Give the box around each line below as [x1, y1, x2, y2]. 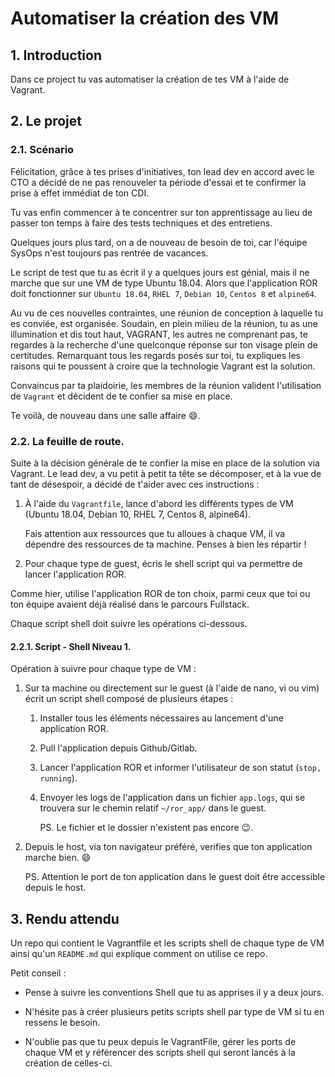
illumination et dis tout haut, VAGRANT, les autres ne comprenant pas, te [10, 328, 308, 340]
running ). [39, 772, 78, 784]
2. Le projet [10, 113, 82, 130]
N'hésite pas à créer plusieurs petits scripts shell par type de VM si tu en [24, 1006, 325, 1017]
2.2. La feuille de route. [10, 434, 125, 448]
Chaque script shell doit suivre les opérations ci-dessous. [10, 617, 248, 629]
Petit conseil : [10, 967, 67, 979]
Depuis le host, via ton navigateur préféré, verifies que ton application [24, 841, 313, 853]
